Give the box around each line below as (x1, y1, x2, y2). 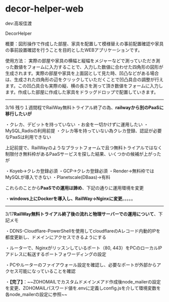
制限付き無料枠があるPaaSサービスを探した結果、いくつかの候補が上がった (5, 151, 161, 157)
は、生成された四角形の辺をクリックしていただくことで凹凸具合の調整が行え (5, 76, 164, 82)
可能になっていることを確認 (18, 268, 76, 274)
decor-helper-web (5, 3, 84, 15)
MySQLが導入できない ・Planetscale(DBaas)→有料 (5, 174, 111, 180)
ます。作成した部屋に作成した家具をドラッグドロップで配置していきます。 (5, 89, 158, 95)
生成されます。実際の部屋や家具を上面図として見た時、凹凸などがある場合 (5, 70, 159, 76)
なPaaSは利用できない (5, 134, 51, 140)
